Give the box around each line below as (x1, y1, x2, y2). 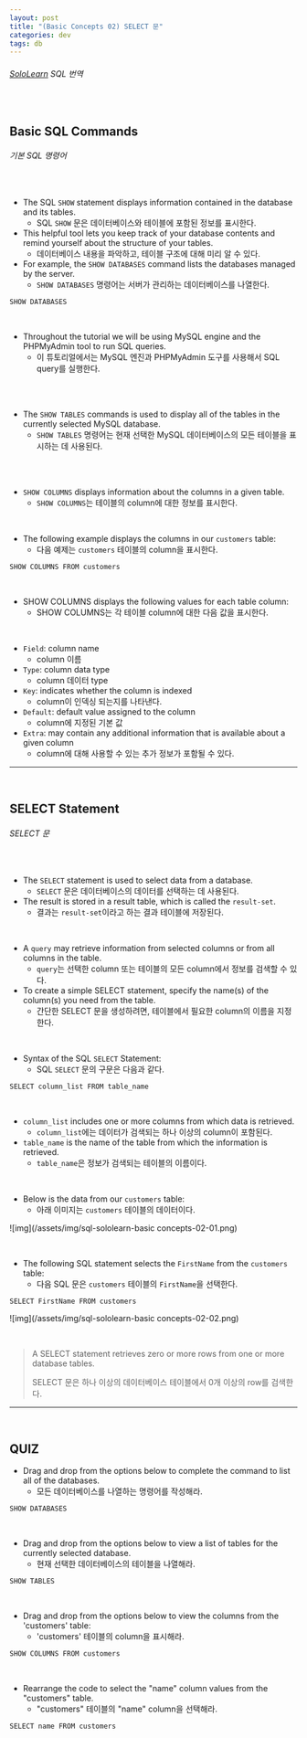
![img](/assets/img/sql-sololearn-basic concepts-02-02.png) (9, 1312, 239, 1323)
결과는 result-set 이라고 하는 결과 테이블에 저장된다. (36, 906, 224, 917)
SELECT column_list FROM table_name (9, 1082, 149, 1091)
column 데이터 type (36, 675, 109, 686)
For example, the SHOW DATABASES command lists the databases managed (22, 259, 296, 270)
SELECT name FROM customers (9, 1722, 117, 1732)
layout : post (9, 13, 59, 23)
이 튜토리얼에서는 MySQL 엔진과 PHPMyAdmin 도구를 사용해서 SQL (36, 352, 281, 363)
